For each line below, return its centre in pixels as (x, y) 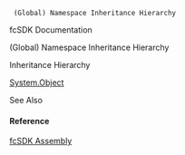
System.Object (37, 82)
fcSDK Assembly (41, 141)
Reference (29, 121)
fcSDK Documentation (51, 30)
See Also (26, 100)
